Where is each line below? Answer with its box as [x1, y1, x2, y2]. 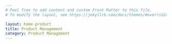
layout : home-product [5, 21, 52, 27]
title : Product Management [5, 26, 63, 31]
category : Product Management [5, 31, 70, 36]
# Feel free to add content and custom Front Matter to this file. [5, 7, 153, 13]
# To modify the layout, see [5, 12, 68, 17]
